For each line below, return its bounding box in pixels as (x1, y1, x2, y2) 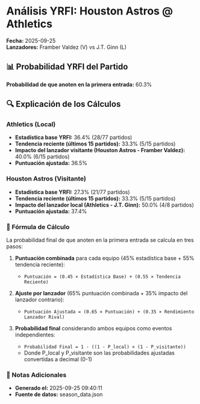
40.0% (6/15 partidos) (14, 153, 70, 161)
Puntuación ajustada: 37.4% (14, 207, 87, 215)
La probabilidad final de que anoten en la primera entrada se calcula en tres (6, 237, 194, 244)
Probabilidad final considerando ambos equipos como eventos (14, 325, 173, 332)
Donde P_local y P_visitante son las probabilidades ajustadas (23, 349, 175, 357)
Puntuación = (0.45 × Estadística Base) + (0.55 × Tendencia (23, 274, 181, 280)
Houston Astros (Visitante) (6, 175, 86, 183)
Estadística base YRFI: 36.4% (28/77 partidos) (14, 134, 133, 141)
